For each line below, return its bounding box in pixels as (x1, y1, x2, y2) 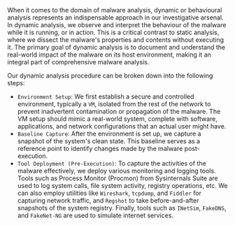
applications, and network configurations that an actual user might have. (17, 122, 227, 130)
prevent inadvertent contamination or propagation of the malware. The (17, 108, 221, 115)
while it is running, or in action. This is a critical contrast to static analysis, (7, 28, 220, 36)
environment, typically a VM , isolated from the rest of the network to (17, 100, 211, 108)
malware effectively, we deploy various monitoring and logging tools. (17, 167, 216, 175)
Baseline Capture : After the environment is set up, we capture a (17, 129, 201, 138)
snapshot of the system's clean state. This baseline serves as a (17, 137, 201, 145)
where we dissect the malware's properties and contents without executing (7, 36, 225, 44)
